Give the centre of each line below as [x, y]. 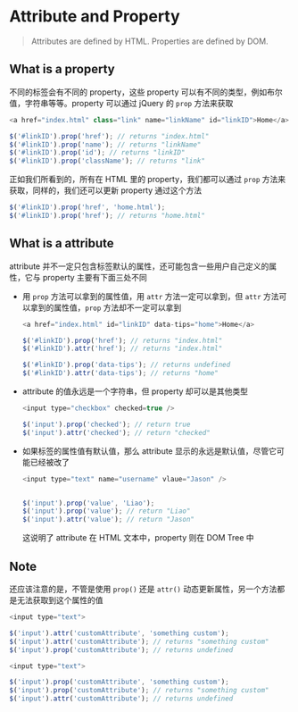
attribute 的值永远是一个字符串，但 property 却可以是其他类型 [135, 391]
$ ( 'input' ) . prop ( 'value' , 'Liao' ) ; [88, 503]
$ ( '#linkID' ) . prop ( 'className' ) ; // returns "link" [107, 161]
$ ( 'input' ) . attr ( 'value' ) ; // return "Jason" [108, 520]
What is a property [62, 69]
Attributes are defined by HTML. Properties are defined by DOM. [150, 41]
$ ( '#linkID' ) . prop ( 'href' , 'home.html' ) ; [87, 207]
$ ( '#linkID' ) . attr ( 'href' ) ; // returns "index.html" [122, 349]
